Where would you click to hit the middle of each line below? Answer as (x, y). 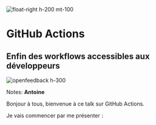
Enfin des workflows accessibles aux (78, 56)
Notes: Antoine (25, 92)
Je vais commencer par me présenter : (55, 116)
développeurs (33, 66)
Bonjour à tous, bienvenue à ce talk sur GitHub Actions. (75, 104)
